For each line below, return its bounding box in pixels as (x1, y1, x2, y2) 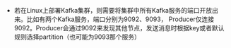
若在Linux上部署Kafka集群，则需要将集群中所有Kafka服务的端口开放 (13, 6, 213, 14)
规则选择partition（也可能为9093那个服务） (13, 32, 141, 41)
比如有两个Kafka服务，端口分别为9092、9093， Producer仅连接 (26, 15, 214, 23)
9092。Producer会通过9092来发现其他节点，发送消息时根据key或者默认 (13, 24, 225, 32)
